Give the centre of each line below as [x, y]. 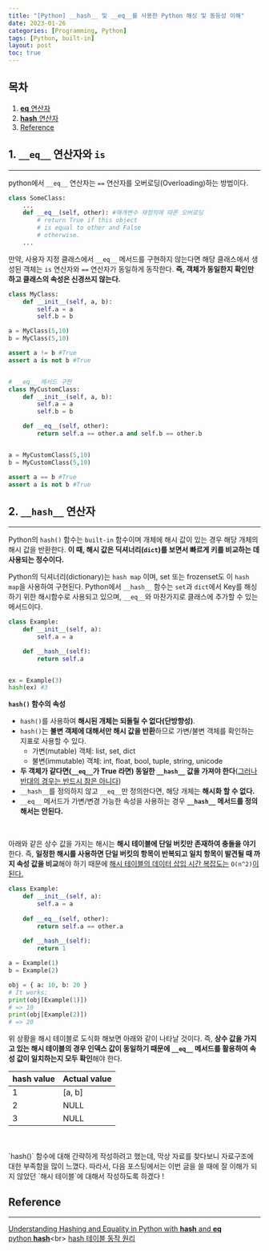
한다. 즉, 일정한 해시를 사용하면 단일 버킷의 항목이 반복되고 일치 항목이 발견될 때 [130, 854]
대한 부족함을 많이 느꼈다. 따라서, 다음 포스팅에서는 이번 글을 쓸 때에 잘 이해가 [129, 1166]
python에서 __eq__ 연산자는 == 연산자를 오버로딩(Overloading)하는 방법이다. [128, 183]
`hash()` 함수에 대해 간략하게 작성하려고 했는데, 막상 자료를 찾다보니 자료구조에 [131, 1156]
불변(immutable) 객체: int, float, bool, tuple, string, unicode [127, 761]
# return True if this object [87, 220]
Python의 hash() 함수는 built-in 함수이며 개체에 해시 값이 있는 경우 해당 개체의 [133, 540]
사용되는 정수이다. [36, 560]
